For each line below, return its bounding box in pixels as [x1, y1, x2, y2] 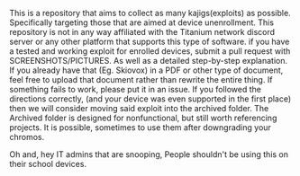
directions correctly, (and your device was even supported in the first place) [9, 93, 292, 104]
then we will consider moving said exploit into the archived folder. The [9, 103, 269, 113]
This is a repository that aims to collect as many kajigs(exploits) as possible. [9, 8, 291, 18]
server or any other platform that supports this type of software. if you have [9, 36, 290, 47]
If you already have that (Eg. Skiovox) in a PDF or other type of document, [9, 65, 284, 75]
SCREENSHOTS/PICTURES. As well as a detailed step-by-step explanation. [9, 56, 288, 66]
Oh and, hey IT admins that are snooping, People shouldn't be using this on [9, 149, 289, 160]
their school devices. [9, 159, 87, 169]
